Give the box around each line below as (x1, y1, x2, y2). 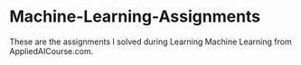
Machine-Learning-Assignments (9, 6, 261, 27)
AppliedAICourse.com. (9, 45, 94, 56)
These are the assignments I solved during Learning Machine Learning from (9, 36, 292, 47)
